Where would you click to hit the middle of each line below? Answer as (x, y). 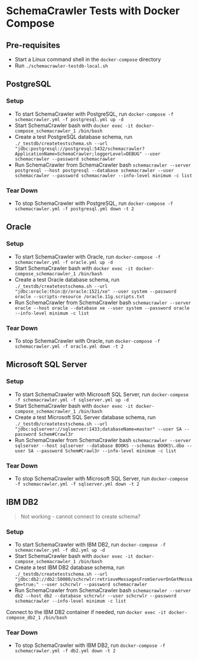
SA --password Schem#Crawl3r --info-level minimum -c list (102, 451)
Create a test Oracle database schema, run (67, 279)
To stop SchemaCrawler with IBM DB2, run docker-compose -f (90, 645)
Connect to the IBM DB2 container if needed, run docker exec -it (86, 612)
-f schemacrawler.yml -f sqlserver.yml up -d (72, 400)
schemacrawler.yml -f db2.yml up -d (60, 550)
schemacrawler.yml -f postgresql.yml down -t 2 (74, 209)
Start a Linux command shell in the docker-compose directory (88, 59)
